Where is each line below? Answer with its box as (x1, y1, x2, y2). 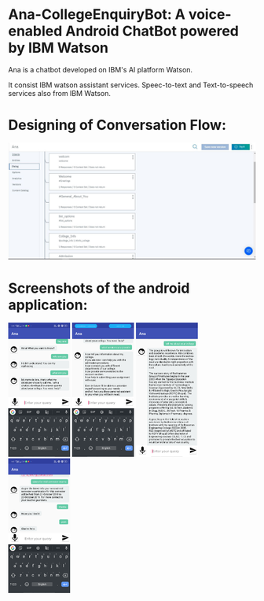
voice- (188, 6, 232, 24)
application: (8, 297, 88, 314)
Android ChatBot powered (65, 22, 240, 40)
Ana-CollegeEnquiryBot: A (8, 6, 186, 24)
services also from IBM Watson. (8, 88, 112, 98)
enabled (8, 22, 63, 40)
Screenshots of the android (8, 279, 190, 297)
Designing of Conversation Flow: (8, 116, 226, 135)
